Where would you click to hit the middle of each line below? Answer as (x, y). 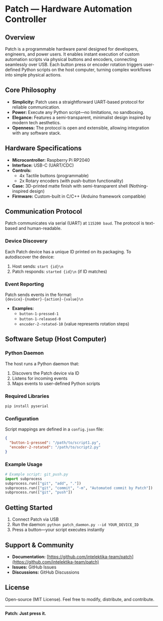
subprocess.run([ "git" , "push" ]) (39, 492)
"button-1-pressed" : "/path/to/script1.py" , (55, 443)
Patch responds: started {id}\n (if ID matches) (60, 271)
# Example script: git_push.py (37, 474)
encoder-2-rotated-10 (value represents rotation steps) (74, 324)
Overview (20, 37)
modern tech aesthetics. (36, 122)
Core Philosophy (31, 90)
